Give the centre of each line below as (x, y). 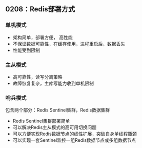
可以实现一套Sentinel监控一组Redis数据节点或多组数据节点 (74, 140)
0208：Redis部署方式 (40, 9)
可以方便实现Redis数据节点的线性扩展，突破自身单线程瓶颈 (75, 134)
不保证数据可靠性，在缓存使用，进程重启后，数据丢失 (69, 44)
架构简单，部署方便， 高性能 (43, 37)
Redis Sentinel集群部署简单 (41, 121)
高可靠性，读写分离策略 (37, 77)
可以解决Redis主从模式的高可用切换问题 (55, 127)
